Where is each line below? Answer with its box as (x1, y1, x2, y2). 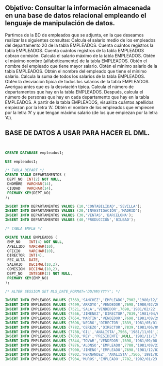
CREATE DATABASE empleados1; (5, 150, 64, 155)
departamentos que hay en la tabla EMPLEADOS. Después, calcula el (5, 89, 143, 94)
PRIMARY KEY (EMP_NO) (7, 275, 49, 280)
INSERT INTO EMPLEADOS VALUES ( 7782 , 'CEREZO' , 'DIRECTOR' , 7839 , (5, 325, 136, 330)
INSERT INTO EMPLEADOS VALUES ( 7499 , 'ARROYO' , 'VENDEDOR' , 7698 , (5, 302, 136, 307)
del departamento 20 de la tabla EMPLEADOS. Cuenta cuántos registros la (5, 42, 154, 48)
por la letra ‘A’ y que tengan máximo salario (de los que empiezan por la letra (5, 110, 158, 115)
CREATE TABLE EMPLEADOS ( (5, 235, 57, 240)
